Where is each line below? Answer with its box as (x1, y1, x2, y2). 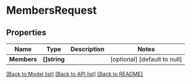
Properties (6, 27, 47, 38)
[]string (42, 55, 65, 63)
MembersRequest (6, 4, 97, 17)
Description (70, 45, 104, 53)
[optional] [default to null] (110, 55, 183, 63)
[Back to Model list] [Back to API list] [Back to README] (6, 70, 143, 78)
